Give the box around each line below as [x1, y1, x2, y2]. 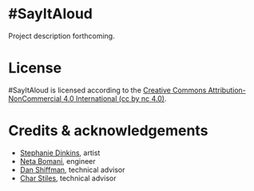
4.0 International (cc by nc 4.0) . [63, 93, 167, 103]
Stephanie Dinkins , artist [19, 148, 101, 158]
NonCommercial [8, 93, 62, 103]
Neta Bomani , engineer [19, 156, 96, 166]
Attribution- [208, 85, 246, 95]
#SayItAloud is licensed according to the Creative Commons [8, 85, 207, 95]
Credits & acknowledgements [8, 122, 208, 140]
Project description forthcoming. [8, 31, 115, 41]
